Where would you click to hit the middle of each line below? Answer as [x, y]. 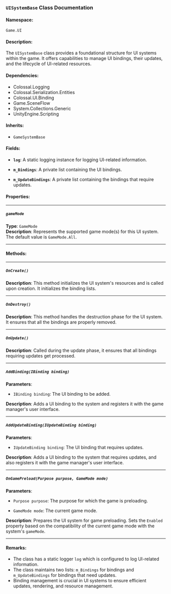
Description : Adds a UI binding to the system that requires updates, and [81, 457]
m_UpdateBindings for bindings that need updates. [65, 575]
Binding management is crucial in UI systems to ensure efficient [80, 581]
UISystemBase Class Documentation [49, 8]
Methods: [16, 253]
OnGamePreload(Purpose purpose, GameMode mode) [57, 479]
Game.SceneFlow [31, 103]
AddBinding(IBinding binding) [38, 372]
